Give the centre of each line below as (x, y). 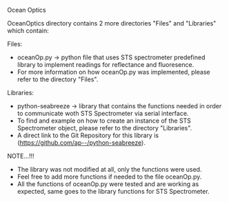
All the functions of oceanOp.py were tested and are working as (108, 184)
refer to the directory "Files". (58, 79)
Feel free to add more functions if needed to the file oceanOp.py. (109, 176)
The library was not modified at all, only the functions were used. (109, 169)
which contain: (28, 31)
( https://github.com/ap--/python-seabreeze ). (81, 143)
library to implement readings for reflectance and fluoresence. (106, 64)
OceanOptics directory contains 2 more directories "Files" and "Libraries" (112, 23)
